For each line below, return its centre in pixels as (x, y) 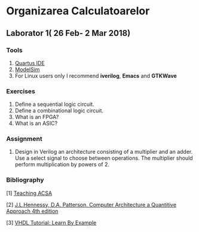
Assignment (25, 139)
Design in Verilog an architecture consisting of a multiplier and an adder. (104, 152)
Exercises (21, 91)
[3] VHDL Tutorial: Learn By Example (51, 222)
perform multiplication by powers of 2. (62, 164)
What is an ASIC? (36, 123)
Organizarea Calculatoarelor (78, 11)
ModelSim (27, 69)
